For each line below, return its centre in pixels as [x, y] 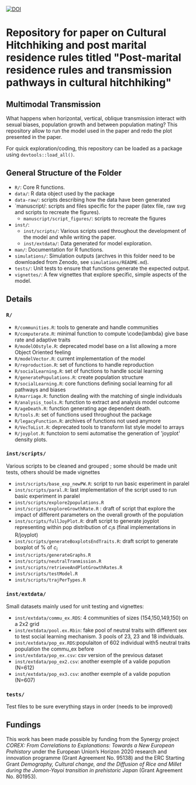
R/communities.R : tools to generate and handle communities [87, 327]
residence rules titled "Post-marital [94, 58]
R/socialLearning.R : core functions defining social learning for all [93, 383]
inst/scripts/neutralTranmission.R [58, 561]
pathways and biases [40, 390]
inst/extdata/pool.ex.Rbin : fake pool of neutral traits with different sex [101, 630]
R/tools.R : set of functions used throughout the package [83, 414]
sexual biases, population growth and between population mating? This [92, 124]
